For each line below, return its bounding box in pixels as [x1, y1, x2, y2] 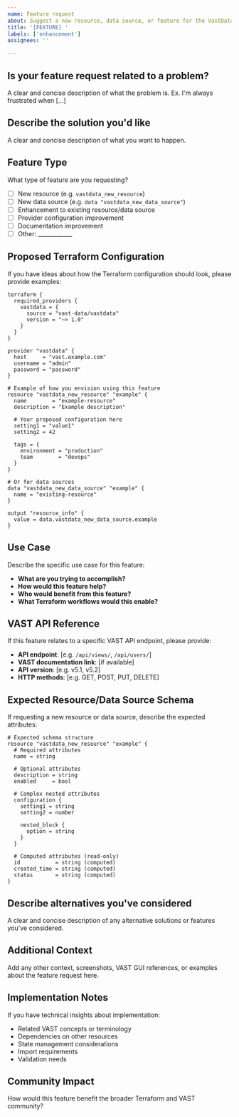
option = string [26, 828, 75, 835]
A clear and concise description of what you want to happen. [7, 136, 186, 144]
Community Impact [7, 1076, 95, 1088]
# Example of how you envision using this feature [7, 385, 161, 392]
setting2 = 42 [14, 428, 55, 435]
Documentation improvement [17, 221, 103, 230]
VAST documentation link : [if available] [17, 658, 135, 667]
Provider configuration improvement [17, 213, 124, 222]
